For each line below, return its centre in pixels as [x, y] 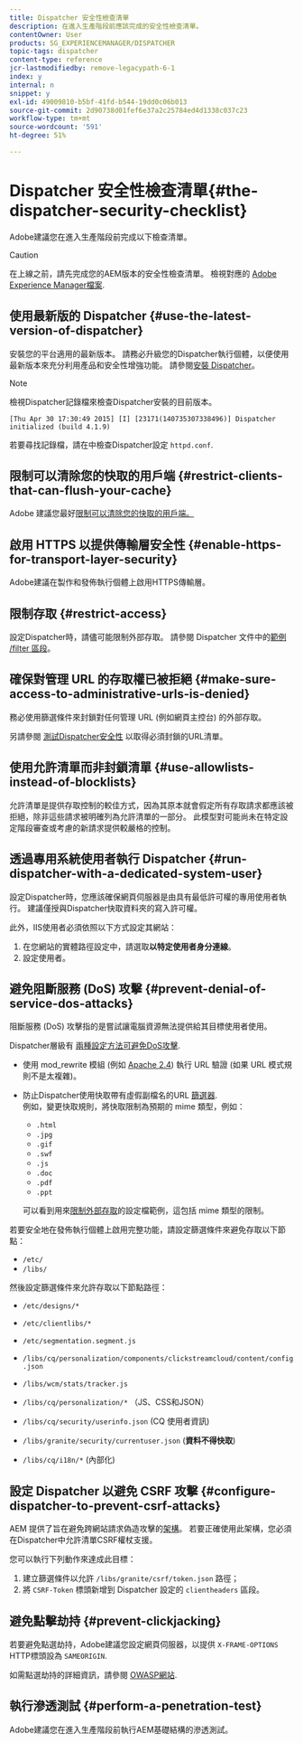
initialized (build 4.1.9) [60, 427]
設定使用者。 [46, 957]
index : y [26, 77]
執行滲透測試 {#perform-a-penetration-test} [136, 1706]
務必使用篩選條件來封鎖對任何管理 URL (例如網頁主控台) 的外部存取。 [138, 717]
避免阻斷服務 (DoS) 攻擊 [76, 989]
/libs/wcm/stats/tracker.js [75, 1384]
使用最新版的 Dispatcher [78, 316]
